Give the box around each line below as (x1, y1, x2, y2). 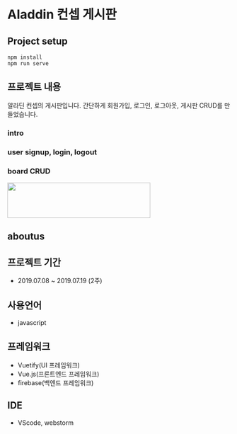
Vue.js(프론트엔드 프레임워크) (17, 370, 100, 378)
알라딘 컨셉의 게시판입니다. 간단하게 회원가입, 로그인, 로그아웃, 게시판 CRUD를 (7, 101, 223, 110)
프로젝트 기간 (7, 256, 62, 268)
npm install (7, 54, 42, 61)
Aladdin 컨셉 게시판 (7, 6, 117, 23)
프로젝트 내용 (7, 81, 62, 93)
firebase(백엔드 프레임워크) (17, 378, 94, 387)
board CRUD (7, 166, 51, 176)
